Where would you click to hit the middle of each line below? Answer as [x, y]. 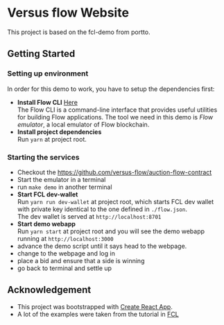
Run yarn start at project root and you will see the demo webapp [111, 231]
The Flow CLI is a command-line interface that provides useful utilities [117, 110]
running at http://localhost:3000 [65, 238]
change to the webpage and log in [66, 253]
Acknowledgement [49, 290]
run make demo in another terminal [64, 187]
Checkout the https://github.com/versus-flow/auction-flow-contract [114, 172]
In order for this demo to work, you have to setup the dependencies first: [111, 89]
